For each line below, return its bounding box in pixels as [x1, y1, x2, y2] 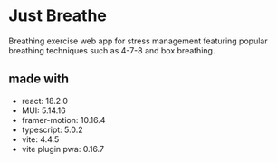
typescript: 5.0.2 [21, 124, 83, 135]
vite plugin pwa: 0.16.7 [21, 143, 105, 154]
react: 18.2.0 [21, 95, 69, 106]
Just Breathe [8, 5, 108, 26]
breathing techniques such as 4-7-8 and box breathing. [8, 44, 215, 55]
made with [8, 72, 70, 87]
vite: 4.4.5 [21, 133, 60, 145]
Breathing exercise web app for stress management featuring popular [8, 35, 268, 46]
